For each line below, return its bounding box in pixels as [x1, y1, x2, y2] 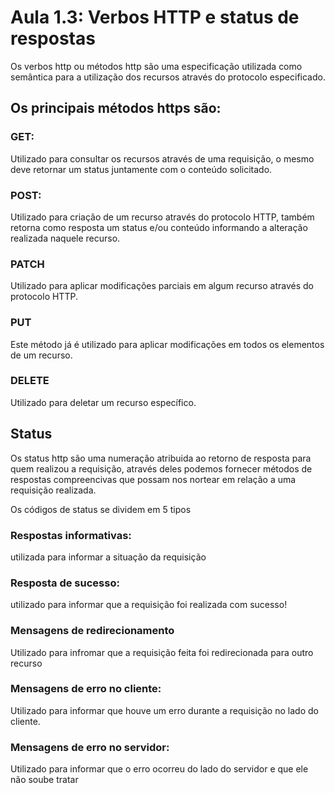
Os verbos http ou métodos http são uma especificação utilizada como [10, 60, 303, 72]
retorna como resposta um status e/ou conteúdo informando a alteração [10, 221, 308, 233]
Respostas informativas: [10, 528, 132, 542]
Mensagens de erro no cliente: [10, 682, 162, 696]
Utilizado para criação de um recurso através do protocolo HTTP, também [10, 211, 315, 223]
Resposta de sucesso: [10, 576, 120, 590]
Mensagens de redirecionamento [10, 624, 175, 638]
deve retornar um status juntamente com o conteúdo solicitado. [10, 163, 273, 175]
